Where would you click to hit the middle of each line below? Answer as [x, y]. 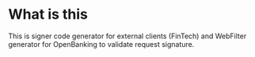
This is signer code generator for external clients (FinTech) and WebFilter [127, 36]
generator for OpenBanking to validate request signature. [101, 44]
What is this [48, 14]
